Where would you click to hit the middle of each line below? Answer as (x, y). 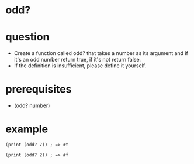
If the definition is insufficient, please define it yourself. (80, 66)
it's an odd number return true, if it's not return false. (77, 60)
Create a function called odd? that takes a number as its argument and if (101, 53)
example (27, 129)
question (27, 37)
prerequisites (39, 89)
